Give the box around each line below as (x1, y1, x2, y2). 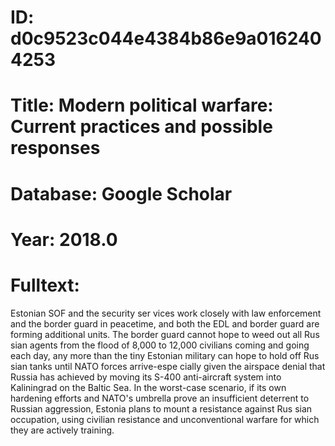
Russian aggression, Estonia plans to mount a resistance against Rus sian (10, 402, 313, 415)
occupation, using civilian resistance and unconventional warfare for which (10, 413, 320, 425)
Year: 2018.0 (10, 228, 118, 251)
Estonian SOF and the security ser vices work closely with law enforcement (10, 307, 322, 319)
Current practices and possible (10, 116, 273, 138)
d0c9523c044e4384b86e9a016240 (10, 27, 322, 50)
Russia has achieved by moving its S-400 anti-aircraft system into (10, 371, 282, 383)
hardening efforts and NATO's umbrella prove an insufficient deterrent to (10, 392, 310, 404)
